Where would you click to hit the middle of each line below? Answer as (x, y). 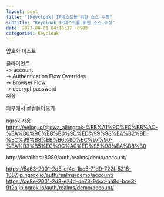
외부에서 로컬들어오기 (31, 108)
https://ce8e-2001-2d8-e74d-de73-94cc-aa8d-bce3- (71, 181)
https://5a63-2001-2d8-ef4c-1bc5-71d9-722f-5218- (69, 169)
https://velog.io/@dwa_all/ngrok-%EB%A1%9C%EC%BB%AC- (82, 128)
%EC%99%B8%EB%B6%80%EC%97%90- (59, 140)
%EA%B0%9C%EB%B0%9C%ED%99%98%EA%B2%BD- (78, 133)
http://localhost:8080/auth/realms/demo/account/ (67, 158)
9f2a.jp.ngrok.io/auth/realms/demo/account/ (60, 188)
